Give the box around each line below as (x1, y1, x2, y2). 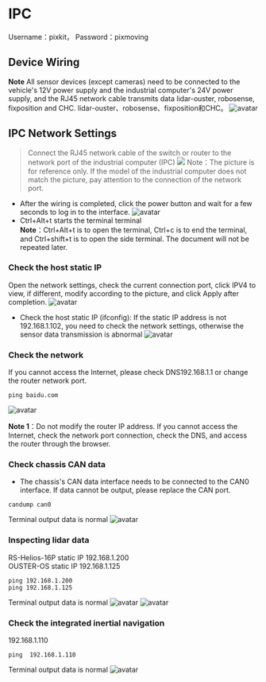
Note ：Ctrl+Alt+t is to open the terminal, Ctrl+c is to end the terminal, (19, 224, 248, 235)
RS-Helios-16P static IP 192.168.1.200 (8, 552, 129, 562)
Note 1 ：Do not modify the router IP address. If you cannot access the (8, 422, 238, 431)
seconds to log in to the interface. (19, 207, 131, 216)
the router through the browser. (8, 439, 111, 449)
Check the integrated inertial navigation (8, 618, 165, 629)
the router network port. (8, 376, 87, 386)
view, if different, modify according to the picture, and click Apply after (8, 288, 240, 298)
